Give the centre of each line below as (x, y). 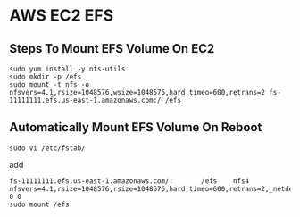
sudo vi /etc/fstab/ (48, 148)
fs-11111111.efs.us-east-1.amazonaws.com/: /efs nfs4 (129, 181)
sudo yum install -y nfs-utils (67, 69)
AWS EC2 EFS (62, 16)
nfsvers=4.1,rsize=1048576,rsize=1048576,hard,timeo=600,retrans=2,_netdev (153, 188)
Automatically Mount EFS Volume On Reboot (136, 127)
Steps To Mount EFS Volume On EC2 (112, 49)
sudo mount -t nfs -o (50, 85)
